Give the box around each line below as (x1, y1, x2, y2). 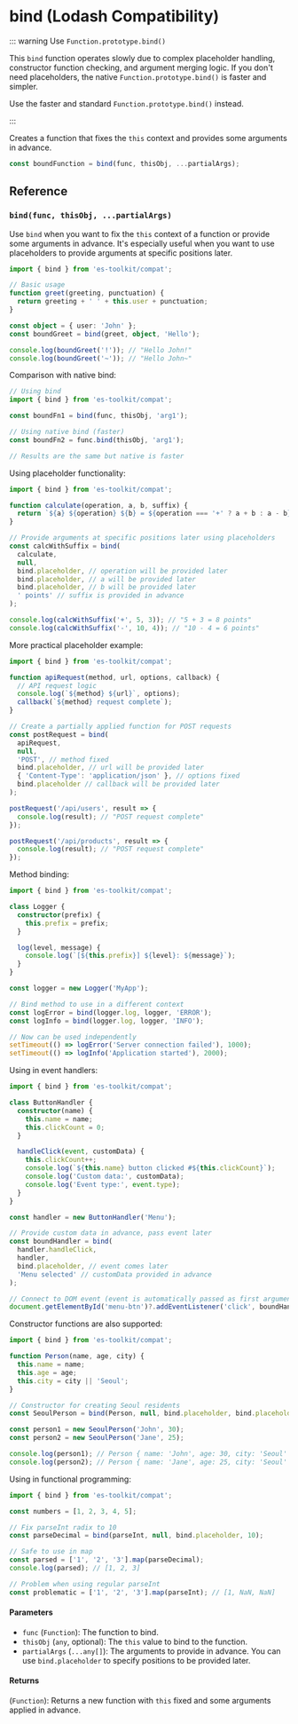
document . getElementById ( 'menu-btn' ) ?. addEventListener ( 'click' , (9, 1302, 255, 1311)
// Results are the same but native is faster (9, 451, 184, 461)
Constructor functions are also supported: (9, 1318, 163, 1329)
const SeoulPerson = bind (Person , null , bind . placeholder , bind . (9, 1409, 255, 1418)
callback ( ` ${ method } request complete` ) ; (17, 698, 173, 707)
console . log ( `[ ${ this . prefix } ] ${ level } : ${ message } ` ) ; (25, 952, 237, 961)
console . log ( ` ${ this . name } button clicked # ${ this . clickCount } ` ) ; (25, 1164, 276, 1173)
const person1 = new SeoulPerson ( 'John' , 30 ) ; (9, 1425, 184, 1435)
